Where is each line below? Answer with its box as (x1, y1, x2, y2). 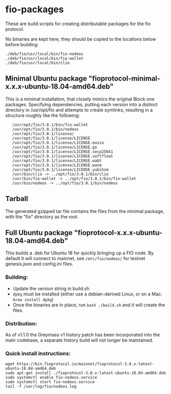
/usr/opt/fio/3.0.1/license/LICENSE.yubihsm (12, 167, 109, 172)
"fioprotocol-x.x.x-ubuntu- (74, 228, 163, 237)
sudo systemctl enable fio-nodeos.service (5, 375, 97, 380)
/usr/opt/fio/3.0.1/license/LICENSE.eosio (12, 140, 104, 145)
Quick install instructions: (5, 350, 71, 357)
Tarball (5, 194, 28, 203)
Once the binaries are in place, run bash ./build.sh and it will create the (12, 302, 165, 308)
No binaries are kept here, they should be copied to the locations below (5, 36, 156, 42)
